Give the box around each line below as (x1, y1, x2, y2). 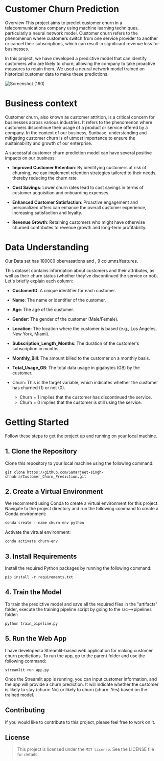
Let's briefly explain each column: (5, 278, 73, 284)
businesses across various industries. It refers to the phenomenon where (5, 119, 153, 125)
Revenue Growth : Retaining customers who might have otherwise (12, 219, 145, 225)
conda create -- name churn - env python (5, 520, 84, 525)
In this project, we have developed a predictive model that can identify (5, 55, 147, 61)
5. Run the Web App (5, 635, 67, 643)
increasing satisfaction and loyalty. (12, 210, 82, 215)
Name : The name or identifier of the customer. (12, 297, 106, 303)
